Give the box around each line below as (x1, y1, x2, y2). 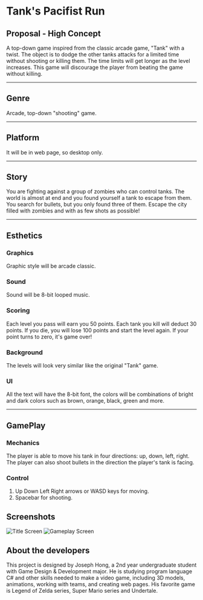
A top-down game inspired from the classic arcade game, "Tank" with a (6, 44, 185, 51)
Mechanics (6, 438, 40, 447)
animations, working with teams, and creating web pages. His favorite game (6, 580, 195, 588)
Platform (6, 133, 40, 143)
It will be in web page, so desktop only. (6, 148, 103, 156)
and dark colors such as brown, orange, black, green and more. (6, 397, 165, 404)
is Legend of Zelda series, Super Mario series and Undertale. (6, 587, 158, 594)
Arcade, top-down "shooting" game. (6, 109, 97, 116)
